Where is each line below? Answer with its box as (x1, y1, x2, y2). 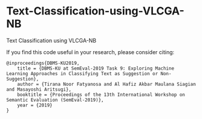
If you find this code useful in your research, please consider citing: (6, 48, 175, 55)
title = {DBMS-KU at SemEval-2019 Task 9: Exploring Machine (17, 65, 174, 72)
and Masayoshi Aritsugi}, (6, 86, 71, 93)
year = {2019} (17, 102, 53, 108)
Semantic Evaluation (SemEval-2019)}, (6, 97, 104, 103)
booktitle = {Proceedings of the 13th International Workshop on (17, 91, 186, 97)
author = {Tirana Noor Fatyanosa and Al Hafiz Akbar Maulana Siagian (17, 81, 197, 87)
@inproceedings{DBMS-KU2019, (6, 60, 80, 66)
